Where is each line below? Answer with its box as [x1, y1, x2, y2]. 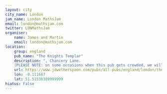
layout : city [5, 7, 32, 12]
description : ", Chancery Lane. [14, 58, 81, 63]
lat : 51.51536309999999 [14, 77, 64, 82]
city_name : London [5, 12, 43, 17]
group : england [14, 49, 46, 54]
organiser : [5, 30, 28, 35]
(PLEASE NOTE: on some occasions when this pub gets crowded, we [14, 63, 153, 68]
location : [5, 44, 26, 49]
